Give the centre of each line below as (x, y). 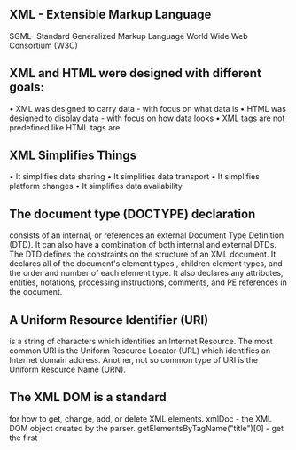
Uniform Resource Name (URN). (68, 370)
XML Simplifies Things (73, 156)
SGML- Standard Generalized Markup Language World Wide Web (129, 36)
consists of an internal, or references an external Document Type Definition (147, 235)
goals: (27, 87)
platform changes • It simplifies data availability (96, 186)
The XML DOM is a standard (88, 397)
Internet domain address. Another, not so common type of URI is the (134, 360)
